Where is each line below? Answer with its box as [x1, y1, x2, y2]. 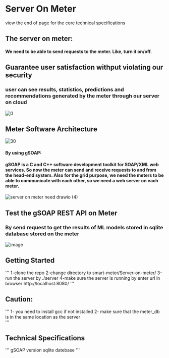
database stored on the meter [5, 230, 80, 237]
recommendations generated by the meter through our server [5, 92, 160, 99]
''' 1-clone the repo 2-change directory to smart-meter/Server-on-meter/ [5, 270, 156, 276]
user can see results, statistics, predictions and [5, 86, 125, 93]
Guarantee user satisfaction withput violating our [5, 63, 163, 72]
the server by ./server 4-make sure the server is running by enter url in [13, 275, 160, 281]
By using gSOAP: [5, 150, 42, 156]
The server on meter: [5, 34, 73, 43]
